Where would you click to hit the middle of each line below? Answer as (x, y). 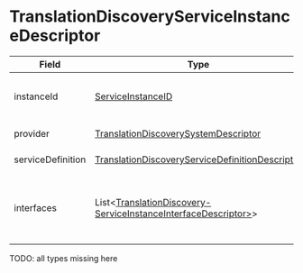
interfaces (35, 207)
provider (32, 133)
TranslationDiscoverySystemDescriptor (178, 133)
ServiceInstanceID (133, 96)
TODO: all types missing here (64, 258)
